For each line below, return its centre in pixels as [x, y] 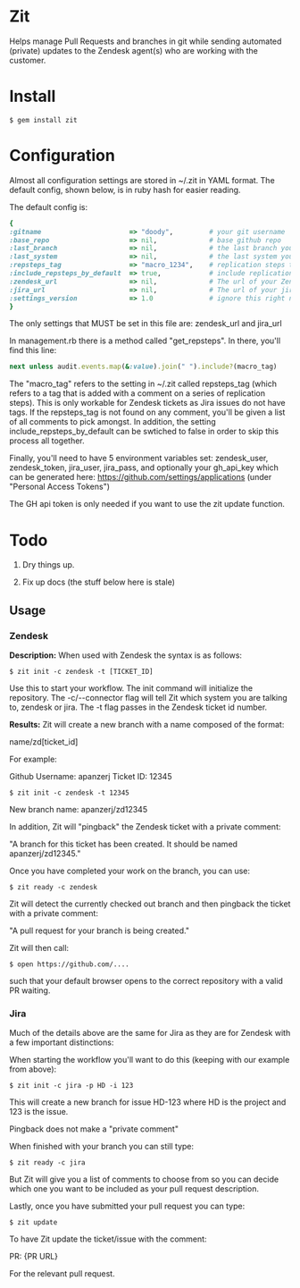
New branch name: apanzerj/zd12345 [79, 809]
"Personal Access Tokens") [59, 487]
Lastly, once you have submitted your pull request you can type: [127, 1206]
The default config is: [48, 206]
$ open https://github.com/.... [69, 964]
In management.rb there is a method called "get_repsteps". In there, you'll [145, 341]
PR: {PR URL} [34, 1257]
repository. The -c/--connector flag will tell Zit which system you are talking [148, 697]
